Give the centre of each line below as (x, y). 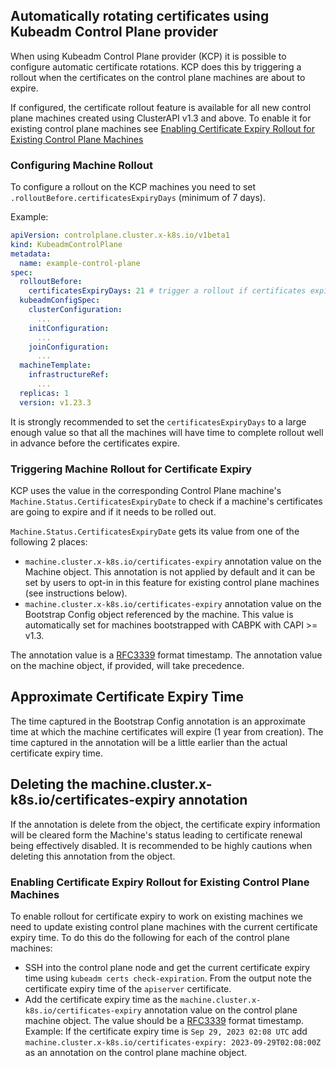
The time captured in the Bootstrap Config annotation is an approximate (158, 721)
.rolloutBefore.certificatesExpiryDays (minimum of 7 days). (138, 198)
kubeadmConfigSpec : (60, 300)
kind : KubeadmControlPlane (66, 244)
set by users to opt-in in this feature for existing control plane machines (172, 583)
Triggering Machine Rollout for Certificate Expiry (131, 469)
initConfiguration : (69, 328)
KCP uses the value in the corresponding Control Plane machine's (146, 491)
